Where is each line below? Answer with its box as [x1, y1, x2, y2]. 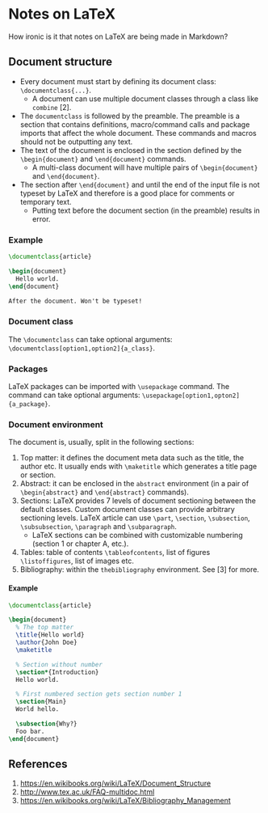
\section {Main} [15, 697, 67, 706]
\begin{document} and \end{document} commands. [19, 154, 187, 163]
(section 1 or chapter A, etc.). [31, 539, 129, 548]
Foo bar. [15, 727, 45, 735]
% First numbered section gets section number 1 [15, 690, 182, 698]
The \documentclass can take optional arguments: [8, 334, 173, 344]
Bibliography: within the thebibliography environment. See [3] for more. [19, 565, 260, 574]
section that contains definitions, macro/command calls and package [19, 119, 250, 129]
